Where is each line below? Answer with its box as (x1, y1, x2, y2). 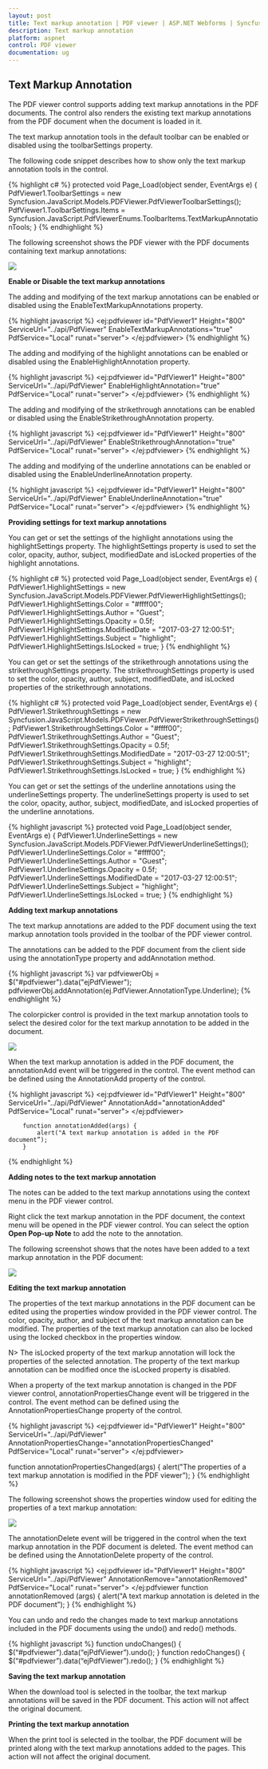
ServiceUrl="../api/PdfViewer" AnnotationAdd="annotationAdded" (8, 1098, 226, 1108)
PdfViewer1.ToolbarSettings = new (8, 188, 122, 198)
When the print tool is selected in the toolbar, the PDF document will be (8, 1735, 242, 1744)
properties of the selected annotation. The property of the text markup (8, 1356, 240, 1365)
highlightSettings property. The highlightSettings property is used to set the (8, 541, 257, 551)
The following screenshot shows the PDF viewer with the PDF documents (8, 237, 250, 247)
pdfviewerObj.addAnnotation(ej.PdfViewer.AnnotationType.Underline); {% (8, 985, 251, 995)
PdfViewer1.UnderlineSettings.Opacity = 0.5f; (8, 864, 157, 874)
